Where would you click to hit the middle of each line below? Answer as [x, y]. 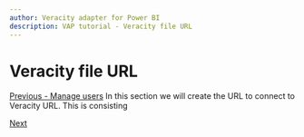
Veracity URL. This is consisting [69, 106]
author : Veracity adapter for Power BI [85, 18]
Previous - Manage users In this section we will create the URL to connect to [152, 96]
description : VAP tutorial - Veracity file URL [101, 26]
